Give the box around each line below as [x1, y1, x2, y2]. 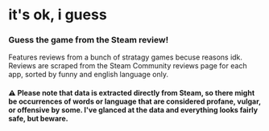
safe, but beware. [8, 114, 68, 124]
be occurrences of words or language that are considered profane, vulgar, [8, 96, 262, 106]
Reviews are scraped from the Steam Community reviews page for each [8, 61, 247, 71]
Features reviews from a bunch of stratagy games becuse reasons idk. [8, 52, 243, 62]
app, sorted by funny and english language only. [8, 70, 169, 80]
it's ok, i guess [8, 6, 107, 24]
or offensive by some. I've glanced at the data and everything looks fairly [8, 105, 259, 115]
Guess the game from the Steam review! [8, 35, 169, 46]
